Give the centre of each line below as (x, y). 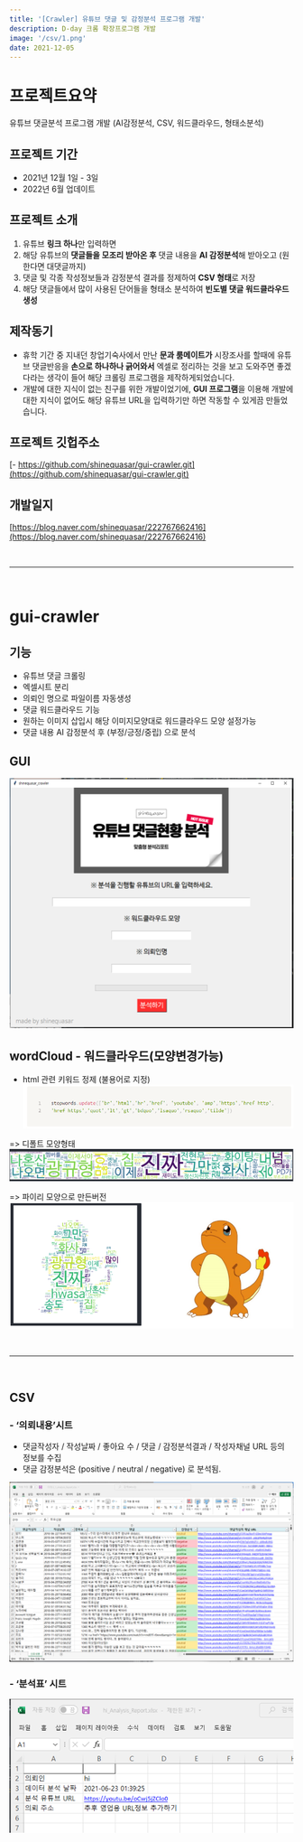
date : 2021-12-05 (42, 48)
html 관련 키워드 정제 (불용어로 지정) (86, 1079)
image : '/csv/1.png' (48, 38)
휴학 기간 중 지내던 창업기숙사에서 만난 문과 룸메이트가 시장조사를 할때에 (148, 355)
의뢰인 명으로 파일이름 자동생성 (77, 698)
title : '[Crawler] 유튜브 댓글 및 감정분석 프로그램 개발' (107, 19)
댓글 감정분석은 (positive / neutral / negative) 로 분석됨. (122, 1469)
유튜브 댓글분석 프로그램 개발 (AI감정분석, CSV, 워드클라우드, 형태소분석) (137, 123)
